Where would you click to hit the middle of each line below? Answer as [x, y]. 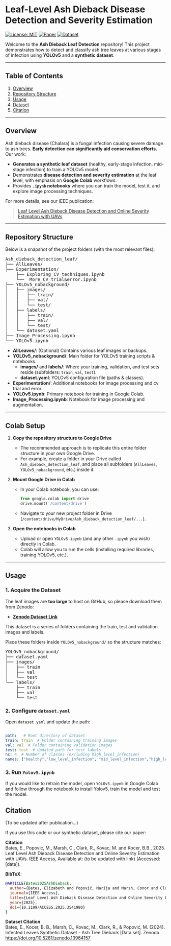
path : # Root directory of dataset [45, 736]
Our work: [16, 154]
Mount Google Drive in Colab [44, 480]
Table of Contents [34, 76]
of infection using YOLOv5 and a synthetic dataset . [60, 55]
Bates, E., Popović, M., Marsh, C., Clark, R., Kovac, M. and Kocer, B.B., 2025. [85, 848]
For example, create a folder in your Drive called [70, 459]
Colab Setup [25, 426]
